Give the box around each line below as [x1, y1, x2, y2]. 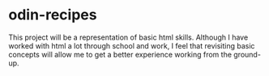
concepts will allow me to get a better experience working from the [8, 49, 233, 59]
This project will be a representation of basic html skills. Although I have [8, 32, 249, 42]
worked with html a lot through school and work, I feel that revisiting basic [8, 40, 255, 50]
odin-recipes [8, 6, 97, 24]
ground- [233, 49, 262, 59]
